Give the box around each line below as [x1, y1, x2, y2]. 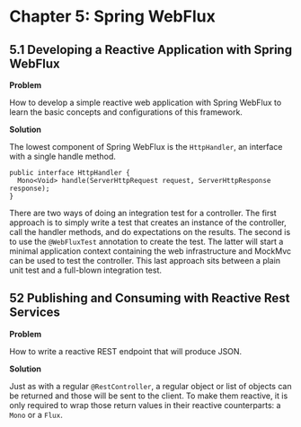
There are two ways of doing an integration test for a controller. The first [9, 208, 277, 218]
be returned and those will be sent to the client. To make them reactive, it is [9, 390, 288, 401]
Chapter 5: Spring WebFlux [9, 6, 216, 27]
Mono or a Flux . [9, 409, 63, 420]
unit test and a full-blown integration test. [9, 265, 163, 275]
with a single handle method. [9, 151, 117, 161]
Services [9, 305, 61, 320]
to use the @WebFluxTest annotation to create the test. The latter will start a [9, 236, 284, 247]
